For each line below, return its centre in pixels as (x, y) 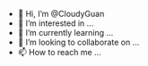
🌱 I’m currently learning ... (65, 33)
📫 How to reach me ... (59, 52)
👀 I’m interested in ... (56, 23)
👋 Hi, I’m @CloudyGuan (61, 14)
